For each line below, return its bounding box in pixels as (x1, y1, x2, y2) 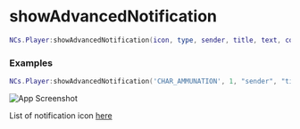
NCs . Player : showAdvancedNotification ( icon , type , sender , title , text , (9, 36, 281, 44)
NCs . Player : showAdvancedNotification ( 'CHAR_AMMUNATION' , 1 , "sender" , (9, 77, 278, 86)
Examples (9, 56, 54, 69)
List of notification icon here (9, 109, 113, 121)
